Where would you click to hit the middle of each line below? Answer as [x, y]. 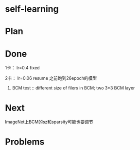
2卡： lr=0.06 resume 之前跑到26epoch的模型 [51, 78]
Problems [25, 142]
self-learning [32, 9]
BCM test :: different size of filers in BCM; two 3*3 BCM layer [73, 88]
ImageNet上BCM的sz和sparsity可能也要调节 [49, 122]
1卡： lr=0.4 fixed [22, 68]
